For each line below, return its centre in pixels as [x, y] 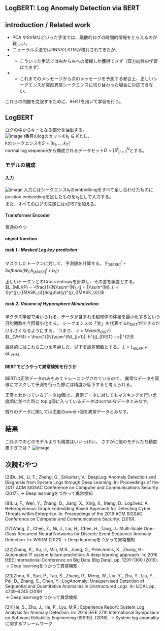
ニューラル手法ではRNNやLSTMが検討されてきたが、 [66, 50]
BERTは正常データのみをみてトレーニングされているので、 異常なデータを [80, 378]
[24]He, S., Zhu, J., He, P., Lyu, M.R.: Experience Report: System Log [75, 607]
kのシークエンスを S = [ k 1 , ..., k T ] [37, 144]
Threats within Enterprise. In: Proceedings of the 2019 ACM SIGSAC [74, 514]
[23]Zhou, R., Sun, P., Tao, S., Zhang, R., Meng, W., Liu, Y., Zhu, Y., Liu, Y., [80, 575]
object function [21, 238]
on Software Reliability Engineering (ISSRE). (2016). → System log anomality [82, 617]
